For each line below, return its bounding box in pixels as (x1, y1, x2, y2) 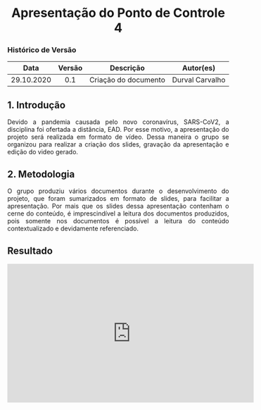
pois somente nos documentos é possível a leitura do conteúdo (7, 217, 229, 225)
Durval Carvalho (172, 75, 226, 85)
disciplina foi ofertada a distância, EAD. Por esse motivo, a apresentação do (7, 125, 229, 134)
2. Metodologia (7, 168, 75, 180)
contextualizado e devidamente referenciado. (7, 224, 139, 233)
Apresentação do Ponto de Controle (11, 5, 225, 21)
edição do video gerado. (7, 148, 79, 156)
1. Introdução (7, 99, 65, 111)
